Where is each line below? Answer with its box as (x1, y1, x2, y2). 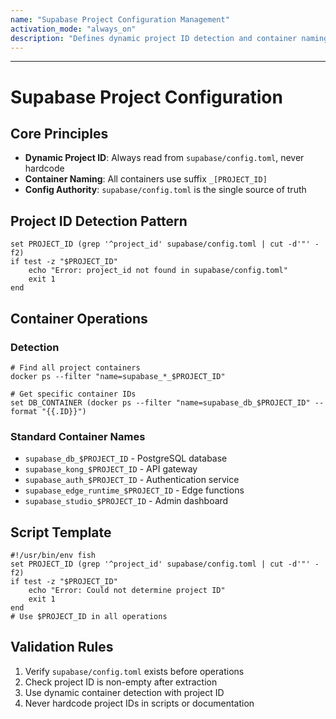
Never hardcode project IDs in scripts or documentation (24, 697, 255, 709)
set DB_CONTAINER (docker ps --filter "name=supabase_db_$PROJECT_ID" (10, 397, 311, 408)
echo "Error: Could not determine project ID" (28, 585, 226, 595)
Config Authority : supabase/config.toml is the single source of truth (24, 184, 307, 196)
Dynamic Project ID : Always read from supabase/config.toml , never (24, 152, 305, 164)
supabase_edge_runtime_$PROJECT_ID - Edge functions (24, 484, 245, 496)
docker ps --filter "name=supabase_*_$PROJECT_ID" (10, 371, 226, 381)
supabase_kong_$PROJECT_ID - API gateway (24, 463, 198, 475)
